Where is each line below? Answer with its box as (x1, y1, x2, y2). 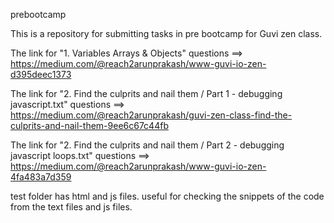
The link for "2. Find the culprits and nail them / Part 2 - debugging (10, 139, 285, 151)
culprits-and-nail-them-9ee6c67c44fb (10, 120, 169, 131)
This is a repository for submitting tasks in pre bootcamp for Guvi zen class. (10, 28, 323, 39)
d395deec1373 (10, 69, 72, 80)
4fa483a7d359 (10, 171, 72, 183)
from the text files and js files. (10, 201, 133, 213)
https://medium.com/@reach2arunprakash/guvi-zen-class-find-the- (10, 109, 293, 121)
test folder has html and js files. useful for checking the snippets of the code (10, 190, 325, 202)
